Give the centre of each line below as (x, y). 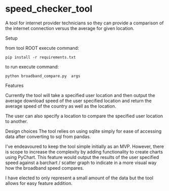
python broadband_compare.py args (43, 76)
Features (14, 85)
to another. (16, 121)
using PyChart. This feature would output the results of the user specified (82, 157)
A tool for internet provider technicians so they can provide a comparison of (84, 23)
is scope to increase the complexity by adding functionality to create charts (84, 152)
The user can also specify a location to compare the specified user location (84, 116)
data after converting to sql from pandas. (48, 136)
